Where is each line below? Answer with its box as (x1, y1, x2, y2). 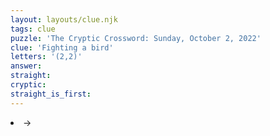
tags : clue (10, 24, 56, 34)
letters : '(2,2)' (10, 52, 83, 62)
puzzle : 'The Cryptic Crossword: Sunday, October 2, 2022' (10, 33, 262, 43)
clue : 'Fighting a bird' (10, 42, 114, 53)
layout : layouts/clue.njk (10, 14, 118, 25)
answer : (10, 61, 43, 71)
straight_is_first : (10, 89, 92, 99)
